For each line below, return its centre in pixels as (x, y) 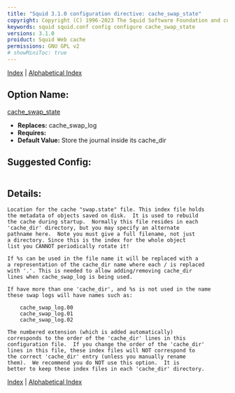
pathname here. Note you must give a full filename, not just (101, 234)
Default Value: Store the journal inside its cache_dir (92, 140)
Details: (24, 193)
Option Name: (38, 95)
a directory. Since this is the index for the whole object (97, 240)
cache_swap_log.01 (47, 314)
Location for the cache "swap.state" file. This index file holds (106, 210)
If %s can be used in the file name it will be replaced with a (103, 259)
